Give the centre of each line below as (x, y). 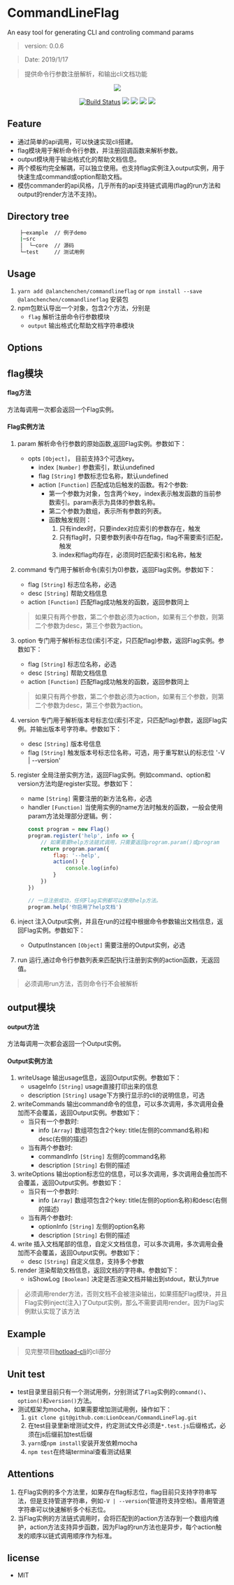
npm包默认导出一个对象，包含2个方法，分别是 (84, 308)
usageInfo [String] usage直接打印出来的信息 (93, 1087)
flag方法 (19, 393)
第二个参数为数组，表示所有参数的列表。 (107, 511)
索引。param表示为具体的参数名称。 (107, 503)
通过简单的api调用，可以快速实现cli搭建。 (77, 141)
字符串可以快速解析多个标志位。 (63, 1509)
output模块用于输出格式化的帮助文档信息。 (79, 159)
